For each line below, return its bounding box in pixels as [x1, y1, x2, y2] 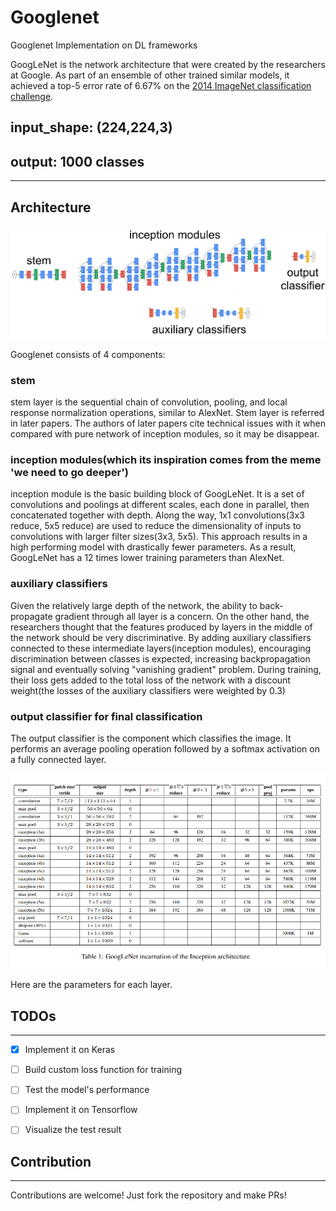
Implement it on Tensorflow [24, 1104, 138, 1116]
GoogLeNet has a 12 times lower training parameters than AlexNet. [10, 552, 285, 564]
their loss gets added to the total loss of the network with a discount [10, 674, 291, 686]
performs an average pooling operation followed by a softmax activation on [10, 742, 320, 755]
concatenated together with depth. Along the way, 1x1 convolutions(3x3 [10, 509, 305, 521]
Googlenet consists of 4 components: [10, 348, 166, 360]
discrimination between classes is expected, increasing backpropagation [10, 652, 311, 665]
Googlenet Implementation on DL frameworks [10, 39, 198, 51]
